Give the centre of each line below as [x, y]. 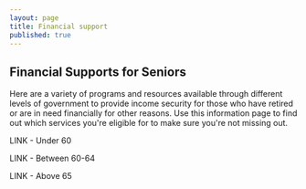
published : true [40, 35]
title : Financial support [58, 26]
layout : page [34, 18]
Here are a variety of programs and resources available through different [146, 94]
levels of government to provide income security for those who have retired [152, 104]
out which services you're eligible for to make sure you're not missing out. [149, 123]
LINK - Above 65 [41, 176]
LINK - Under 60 [41, 141]
